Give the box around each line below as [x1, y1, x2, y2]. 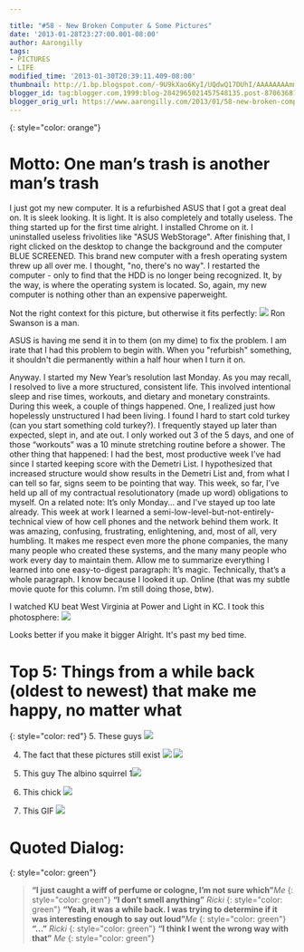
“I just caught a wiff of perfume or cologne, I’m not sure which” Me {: [31, 885, 294, 896]
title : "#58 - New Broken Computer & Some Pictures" [9, 21, 213, 30]
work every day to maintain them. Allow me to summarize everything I [9, 554, 270, 566]
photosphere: [9, 612, 60, 623]
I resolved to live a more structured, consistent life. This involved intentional [9, 381, 291, 392]
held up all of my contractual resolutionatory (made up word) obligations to [9, 487, 289, 498]
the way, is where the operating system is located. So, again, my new [9, 280, 267, 291]
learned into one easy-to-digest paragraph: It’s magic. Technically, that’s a [9, 564, 287, 575]
